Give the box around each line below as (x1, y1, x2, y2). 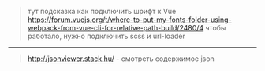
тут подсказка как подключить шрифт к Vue (27, 7, 177, 16)
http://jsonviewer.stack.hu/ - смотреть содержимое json (27, 54, 215, 63)
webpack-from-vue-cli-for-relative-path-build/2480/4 (27, 23, 204, 32)
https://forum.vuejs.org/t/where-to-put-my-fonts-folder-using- (27, 15, 232, 24)
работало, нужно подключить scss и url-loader (27, 31, 185, 41)
